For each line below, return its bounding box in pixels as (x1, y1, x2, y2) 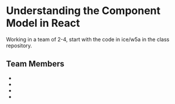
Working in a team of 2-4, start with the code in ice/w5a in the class (6, 36, 170, 43)
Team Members (6, 59, 64, 69)
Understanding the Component (6, 4, 161, 18)
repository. (6, 42, 32, 49)
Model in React (6, 16, 80, 30)
